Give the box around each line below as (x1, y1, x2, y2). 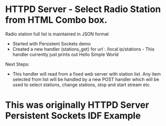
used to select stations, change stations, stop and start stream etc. (12, 82, 151, 88)
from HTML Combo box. (5, 14, 108, 26)
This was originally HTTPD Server (5, 99, 149, 111)
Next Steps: (5, 61, 30, 67)
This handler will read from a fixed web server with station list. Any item (12, 71, 161, 77)
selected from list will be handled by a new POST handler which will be (12, 76, 159, 82)
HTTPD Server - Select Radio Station (5, 4, 161, 15)
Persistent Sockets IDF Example (5, 110, 141, 121)
